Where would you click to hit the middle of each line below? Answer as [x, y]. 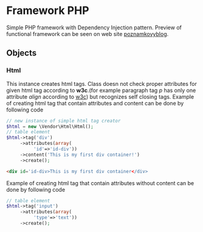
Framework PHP [48, 11]
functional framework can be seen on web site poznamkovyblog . [88, 33]
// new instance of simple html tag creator [64, 121]
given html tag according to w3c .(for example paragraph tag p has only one [101, 90]
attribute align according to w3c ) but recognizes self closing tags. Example [100, 97]
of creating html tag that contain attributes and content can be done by [95, 103]
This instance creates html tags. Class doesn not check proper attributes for [102, 83]
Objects [22, 53]
